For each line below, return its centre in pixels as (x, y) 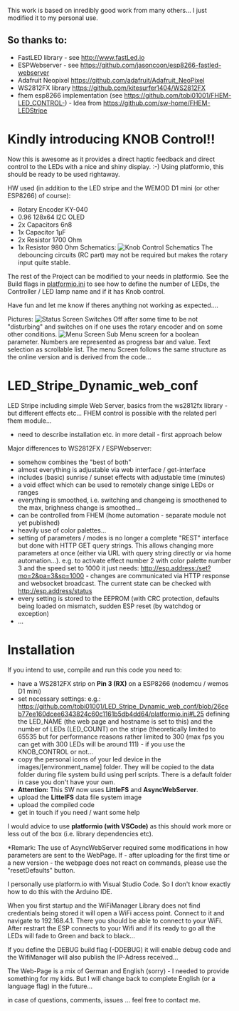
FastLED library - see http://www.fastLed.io (81, 57)
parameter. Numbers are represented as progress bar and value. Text (109, 342)
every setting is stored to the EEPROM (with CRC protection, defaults (118, 598)
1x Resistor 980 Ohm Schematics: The (115, 247)
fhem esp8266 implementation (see (70, 95)
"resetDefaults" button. (41, 870)
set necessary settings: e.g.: (59, 699)
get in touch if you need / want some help (79, 812)
